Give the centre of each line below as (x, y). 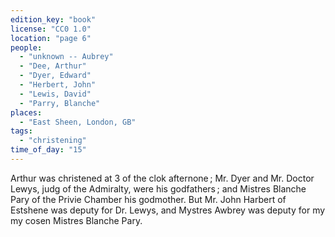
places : (26, 112)
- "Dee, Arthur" (53, 66)
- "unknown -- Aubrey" (66, 57)
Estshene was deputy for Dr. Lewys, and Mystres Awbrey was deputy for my (168, 210)
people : (26, 47)
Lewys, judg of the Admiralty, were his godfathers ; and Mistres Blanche (158, 188)
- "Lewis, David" (55, 94)
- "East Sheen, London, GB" (78, 122)
